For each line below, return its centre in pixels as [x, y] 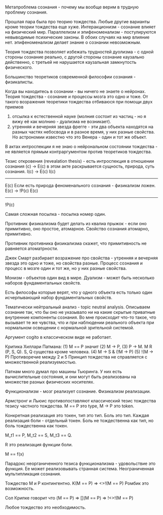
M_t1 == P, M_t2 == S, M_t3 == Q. [39, 435]
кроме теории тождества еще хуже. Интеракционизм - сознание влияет [81, 27]
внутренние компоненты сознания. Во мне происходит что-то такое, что [81, 317]
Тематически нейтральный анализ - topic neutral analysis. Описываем [78, 307]
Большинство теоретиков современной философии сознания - [70, 77]
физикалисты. [19, 82]
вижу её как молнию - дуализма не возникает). [62, 122]
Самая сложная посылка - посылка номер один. [56, 214]
